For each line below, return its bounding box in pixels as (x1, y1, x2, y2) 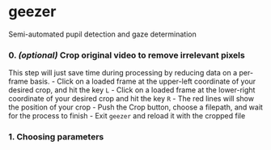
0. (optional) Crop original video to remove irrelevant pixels (8, 49, 245, 61)
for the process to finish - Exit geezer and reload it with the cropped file (8, 111, 246, 121)
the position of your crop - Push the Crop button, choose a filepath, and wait (8, 102, 263, 112)
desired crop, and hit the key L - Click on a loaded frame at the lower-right (8, 85, 256, 95)
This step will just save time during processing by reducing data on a (8, 68, 238, 78)
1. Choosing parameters (8, 131, 104, 143)
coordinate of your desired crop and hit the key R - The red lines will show (8, 94, 255, 104)
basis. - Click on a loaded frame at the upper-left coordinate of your (29, 76, 256, 87)
